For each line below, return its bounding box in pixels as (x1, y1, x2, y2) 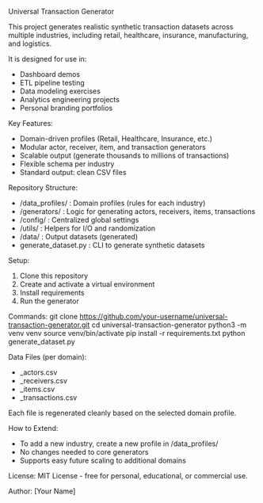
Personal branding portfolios (19, 103, 113, 112)
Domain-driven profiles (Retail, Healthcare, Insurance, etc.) (19, 134, 212, 143)
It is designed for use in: (8, 55, 87, 63)
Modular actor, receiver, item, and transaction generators (19, 143, 206, 151)
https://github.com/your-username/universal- (78, 312, 228, 321)
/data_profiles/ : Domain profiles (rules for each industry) (19, 198, 206, 208)
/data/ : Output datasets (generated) (19, 232, 139, 241)
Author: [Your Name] (8, 486, 76, 496)
